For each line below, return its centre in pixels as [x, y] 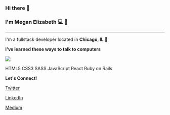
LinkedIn [14, 98]
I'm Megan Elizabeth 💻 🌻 [37, 22]
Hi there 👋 [18, 8]
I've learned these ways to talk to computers [53, 49]
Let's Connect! [21, 78]
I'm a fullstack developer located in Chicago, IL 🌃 [56, 39]
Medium [14, 107]
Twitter [13, 88]
